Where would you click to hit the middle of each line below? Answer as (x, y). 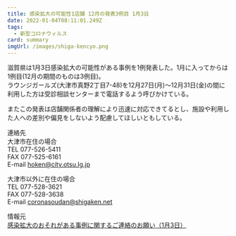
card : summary (28, 40)
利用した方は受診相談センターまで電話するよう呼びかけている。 (100, 94)
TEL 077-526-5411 (34, 149)
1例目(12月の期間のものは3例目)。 (56, 76)
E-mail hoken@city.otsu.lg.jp (49, 164)
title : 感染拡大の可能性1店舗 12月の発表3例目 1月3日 (78, 14)
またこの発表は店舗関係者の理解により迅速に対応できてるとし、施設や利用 (115, 109)
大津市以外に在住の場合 (41, 179)
